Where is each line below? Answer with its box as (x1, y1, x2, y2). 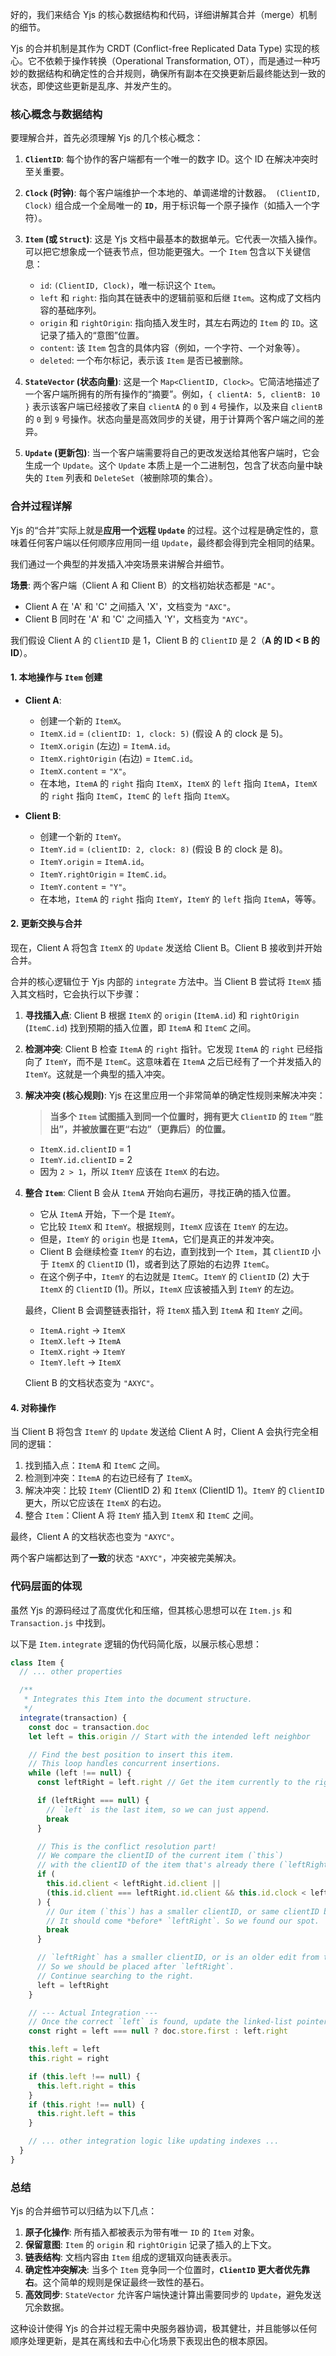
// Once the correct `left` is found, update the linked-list (28, 2017, 293, 2027)
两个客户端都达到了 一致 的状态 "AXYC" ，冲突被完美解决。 (10, 1552, 242, 1564)
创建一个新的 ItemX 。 (39, 714, 127, 727)
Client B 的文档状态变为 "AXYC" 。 (24, 1377, 160, 1388)
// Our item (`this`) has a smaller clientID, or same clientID (46, 1906, 320, 1917)
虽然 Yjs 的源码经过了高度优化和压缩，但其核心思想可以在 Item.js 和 (10, 1604, 293, 1616)
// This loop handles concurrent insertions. (28, 1759, 222, 1769)
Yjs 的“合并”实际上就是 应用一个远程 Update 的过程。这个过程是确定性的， (10, 524, 310, 536)
